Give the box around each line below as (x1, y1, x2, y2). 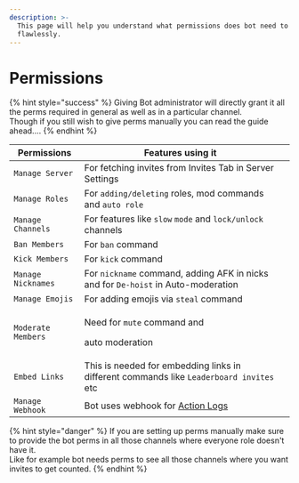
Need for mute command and (84, 317, 205, 329)
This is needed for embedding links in (84, 359, 242, 372)
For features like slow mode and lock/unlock (84, 213, 264, 225)
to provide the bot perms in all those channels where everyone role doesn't (9, 435, 285, 446)
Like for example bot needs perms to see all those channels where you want (9, 455, 289, 465)
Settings (84, 173, 119, 185)
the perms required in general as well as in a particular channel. (9, 107, 243, 117)
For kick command (84, 253, 163, 265)
